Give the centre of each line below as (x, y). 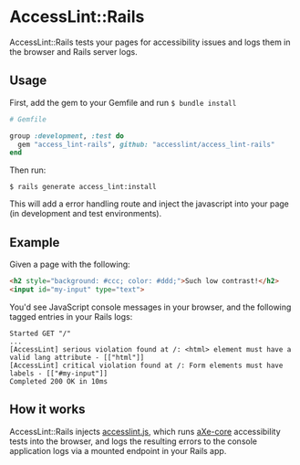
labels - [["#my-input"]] (58, 373)
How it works (47, 410)
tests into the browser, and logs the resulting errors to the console (134, 441)
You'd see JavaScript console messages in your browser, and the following (150, 307)
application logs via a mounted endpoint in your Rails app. (118, 450)
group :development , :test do (67, 136)
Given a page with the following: (70, 264)
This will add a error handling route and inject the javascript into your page (149, 204)
